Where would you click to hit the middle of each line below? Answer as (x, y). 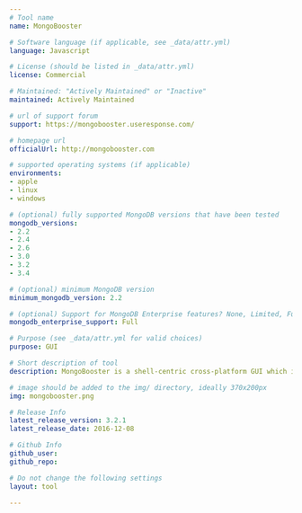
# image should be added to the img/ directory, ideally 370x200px (138, 387)
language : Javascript (50, 50)
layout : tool (34, 486)
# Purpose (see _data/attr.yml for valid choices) (106, 339)
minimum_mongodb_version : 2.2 (66, 297)
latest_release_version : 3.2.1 (68, 420)
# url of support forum (54, 116)
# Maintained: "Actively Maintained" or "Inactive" (108, 92)
